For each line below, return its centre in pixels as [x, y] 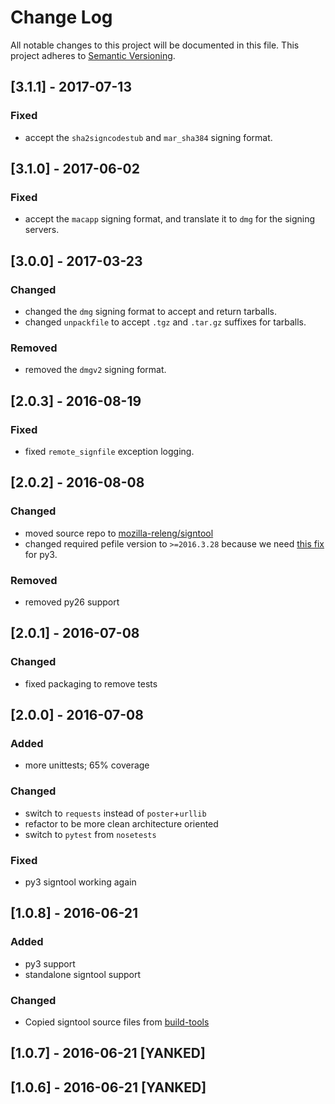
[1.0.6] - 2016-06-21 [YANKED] [108, 1087]
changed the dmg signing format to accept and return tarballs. [151, 311]
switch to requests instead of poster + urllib [115, 813]
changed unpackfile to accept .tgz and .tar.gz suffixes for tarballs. [165, 322]
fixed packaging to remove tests [91, 683]
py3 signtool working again [80, 882]
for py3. [41, 554]
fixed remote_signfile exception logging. [109, 451]
